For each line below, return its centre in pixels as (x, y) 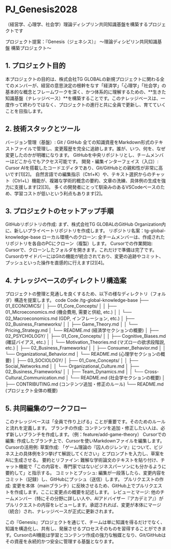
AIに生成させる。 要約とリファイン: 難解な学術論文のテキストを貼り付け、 (83, 460)
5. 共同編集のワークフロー (46, 408)
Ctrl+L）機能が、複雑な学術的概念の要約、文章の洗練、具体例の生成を (88, 180)
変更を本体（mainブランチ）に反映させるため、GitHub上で (74, 486)
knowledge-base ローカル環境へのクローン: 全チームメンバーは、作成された (85, 237)
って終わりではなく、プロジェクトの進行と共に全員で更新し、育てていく (90, 105)
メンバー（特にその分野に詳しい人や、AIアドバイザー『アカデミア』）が (89, 499)
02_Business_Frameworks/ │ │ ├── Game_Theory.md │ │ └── (71, 324)
